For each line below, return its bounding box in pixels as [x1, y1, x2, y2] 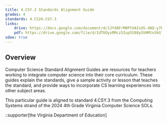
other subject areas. [5, 87, 46, 93]
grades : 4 [5, 12, 26, 17]
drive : [14, 26, 28, 31]
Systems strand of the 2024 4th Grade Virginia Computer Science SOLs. [5, 102, 154, 108]
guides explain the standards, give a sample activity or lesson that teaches [5, 77, 158, 83]
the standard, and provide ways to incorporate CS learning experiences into [5, 82, 161, 88]
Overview [5, 53, 36, 62]
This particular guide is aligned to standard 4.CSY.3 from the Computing [5, 97, 153, 103]
